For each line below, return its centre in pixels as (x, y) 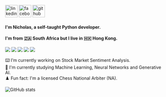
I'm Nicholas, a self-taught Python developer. (53, 27)
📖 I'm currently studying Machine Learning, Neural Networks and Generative (83, 67)
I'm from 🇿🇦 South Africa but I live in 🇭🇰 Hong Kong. (61, 38)
